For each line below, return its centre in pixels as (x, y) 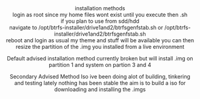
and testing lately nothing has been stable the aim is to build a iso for (100, 83)
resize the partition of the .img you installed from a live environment (100, 47)
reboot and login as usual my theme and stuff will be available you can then (100, 40)
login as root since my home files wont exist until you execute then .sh (100, 14)
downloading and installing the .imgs (100, 89)
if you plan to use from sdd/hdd (100, 21)
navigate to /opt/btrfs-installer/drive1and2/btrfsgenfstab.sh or (86, 27)
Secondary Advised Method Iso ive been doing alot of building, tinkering (100, 76)
